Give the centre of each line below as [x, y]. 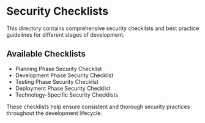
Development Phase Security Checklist [64, 75]
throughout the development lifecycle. [54, 113]
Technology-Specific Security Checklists [66, 95]
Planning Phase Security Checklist [58, 69]
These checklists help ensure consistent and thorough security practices [98, 106]
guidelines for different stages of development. [65, 34]
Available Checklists [46, 54]
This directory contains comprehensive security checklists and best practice [103, 28]
